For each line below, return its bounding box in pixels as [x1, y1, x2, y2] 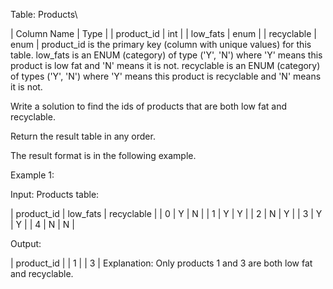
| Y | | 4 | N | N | [10, 219, 76, 230]
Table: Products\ [10, 9, 78, 20]
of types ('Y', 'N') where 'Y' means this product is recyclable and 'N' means [10, 70, 322, 82]
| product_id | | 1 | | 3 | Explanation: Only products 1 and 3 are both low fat [10, 257, 313, 269]
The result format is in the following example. [10, 150, 197, 161]
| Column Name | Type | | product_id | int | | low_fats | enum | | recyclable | [10, 28, 317, 39]
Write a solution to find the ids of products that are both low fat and [10, 100, 287, 112]
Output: [10, 238, 42, 249]
